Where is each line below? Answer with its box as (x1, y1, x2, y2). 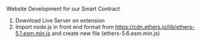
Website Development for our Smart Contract (6, 5, 120, 12)
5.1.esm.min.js (15, 30, 51, 37)
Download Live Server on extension (15, 17, 105, 24)
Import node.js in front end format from (15, 24, 114, 30)
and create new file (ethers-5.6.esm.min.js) (51, 30, 160, 37)
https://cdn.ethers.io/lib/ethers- (115, 24, 195, 30)
